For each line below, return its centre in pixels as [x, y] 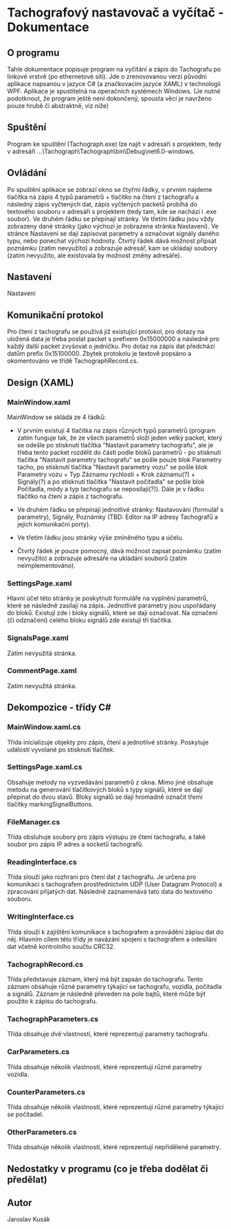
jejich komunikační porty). [54, 524]
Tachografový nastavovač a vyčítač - [115, 13]
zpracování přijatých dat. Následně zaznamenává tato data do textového [110, 892]
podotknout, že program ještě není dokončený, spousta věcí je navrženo [109, 98]
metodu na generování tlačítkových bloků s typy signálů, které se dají [105, 789]
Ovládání [27, 173]
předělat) [27, 1179]
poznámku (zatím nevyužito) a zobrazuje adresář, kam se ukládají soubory [112, 248]
